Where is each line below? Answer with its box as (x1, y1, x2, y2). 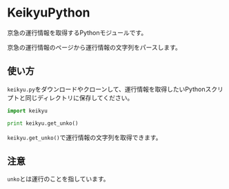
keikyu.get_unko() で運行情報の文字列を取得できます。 (7, 133, 162, 141)
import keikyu (7, 107, 48, 115)
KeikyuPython (7, 5, 90, 21)
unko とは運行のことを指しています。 (7, 175, 110, 183)
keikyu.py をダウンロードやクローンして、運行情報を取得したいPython (7, 85, 206, 93)
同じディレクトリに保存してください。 (25, 93, 134, 101)
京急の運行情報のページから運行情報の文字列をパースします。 (7, 43, 181, 51)
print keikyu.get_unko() (7, 119, 79, 127)
